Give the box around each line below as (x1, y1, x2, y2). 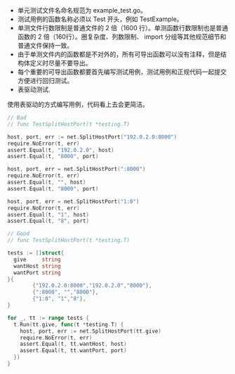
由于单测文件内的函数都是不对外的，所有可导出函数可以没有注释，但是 (17, 50, 221, 58)
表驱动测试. (17, 85, 51, 93)
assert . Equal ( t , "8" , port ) (7, 217, 90, 225)
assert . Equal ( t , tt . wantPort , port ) (20, 347, 128, 354)
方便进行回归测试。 (17, 77, 74, 84)
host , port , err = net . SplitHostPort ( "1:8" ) (7, 198, 140, 205)
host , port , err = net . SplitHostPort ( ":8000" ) (7, 166, 146, 173)
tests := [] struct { (7, 250, 65, 257)
